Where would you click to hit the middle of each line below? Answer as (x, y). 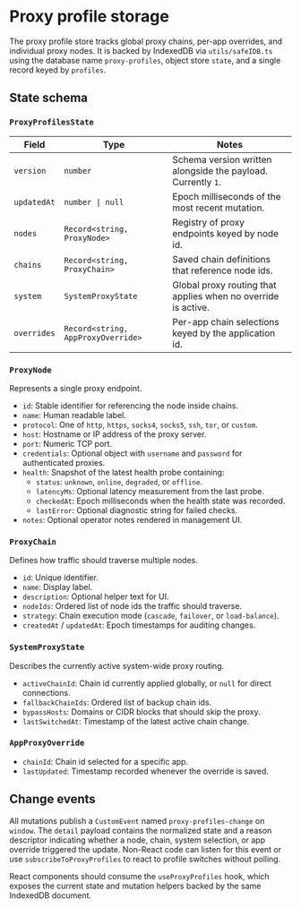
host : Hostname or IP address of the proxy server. (114, 434)
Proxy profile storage (90, 17)
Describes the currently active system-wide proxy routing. (117, 665)
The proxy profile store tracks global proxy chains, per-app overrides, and (146, 41)
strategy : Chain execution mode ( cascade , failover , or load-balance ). (150, 616)
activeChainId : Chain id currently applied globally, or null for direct (146, 683)
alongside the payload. (220, 170)
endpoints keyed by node (226, 233)
